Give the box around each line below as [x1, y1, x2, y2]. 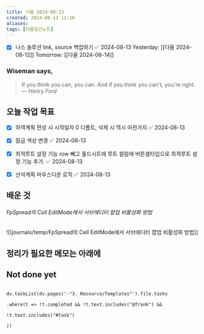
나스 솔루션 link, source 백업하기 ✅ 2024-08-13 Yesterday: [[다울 [15, 43, 175, 51]
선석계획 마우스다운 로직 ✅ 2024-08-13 [15, 171, 111, 178]
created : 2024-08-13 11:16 [6, 15, 75, 21]
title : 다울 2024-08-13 [6, 9, 64, 15]
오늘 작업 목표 [6, 106, 55, 117]
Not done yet [6, 270, 57, 280]
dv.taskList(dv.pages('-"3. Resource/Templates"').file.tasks [6, 291, 168, 297]
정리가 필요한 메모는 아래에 [6, 248, 101, 259]
